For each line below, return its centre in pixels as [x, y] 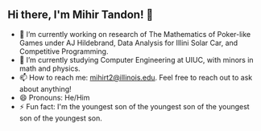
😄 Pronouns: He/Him [54, 97]
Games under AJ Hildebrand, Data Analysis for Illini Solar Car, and [128, 43]
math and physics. [50, 68]
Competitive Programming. [64, 51]
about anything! [45, 88]
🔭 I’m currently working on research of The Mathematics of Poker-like [135, 34]
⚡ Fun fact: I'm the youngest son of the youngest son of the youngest [135, 106]
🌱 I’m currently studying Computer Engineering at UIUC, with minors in [137, 59]
